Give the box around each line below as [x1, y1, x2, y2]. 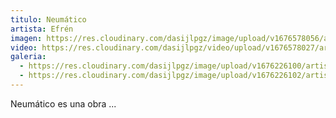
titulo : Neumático [10, 14, 87, 25]
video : [10, 42, 38, 53]
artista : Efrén [10, 24, 74, 34]
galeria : [10, 52, 47, 62]
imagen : [10, 33, 43, 43]
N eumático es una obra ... [10, 97, 117, 110]
